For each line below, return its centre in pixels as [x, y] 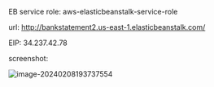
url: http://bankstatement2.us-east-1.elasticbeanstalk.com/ [107, 27]
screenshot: [28, 58]
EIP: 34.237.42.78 [38, 43]
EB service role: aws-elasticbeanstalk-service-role [93, 12]
